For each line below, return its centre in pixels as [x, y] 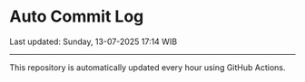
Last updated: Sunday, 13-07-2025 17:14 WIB [93, 41]
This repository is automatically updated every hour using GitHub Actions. [148, 67]
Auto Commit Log [77, 17]
